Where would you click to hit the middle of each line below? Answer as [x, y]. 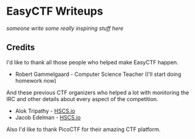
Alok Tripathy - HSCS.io [45, 111]
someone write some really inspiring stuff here [65, 28]
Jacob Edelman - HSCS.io [48, 117]
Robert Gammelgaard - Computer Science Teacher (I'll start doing [98, 74]
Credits [21, 47]
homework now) [36, 80]
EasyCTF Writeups [55, 11]
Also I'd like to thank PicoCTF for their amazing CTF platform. [83, 129]
